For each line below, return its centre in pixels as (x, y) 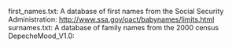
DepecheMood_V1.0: (41, 36)
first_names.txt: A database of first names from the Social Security (116, 11)
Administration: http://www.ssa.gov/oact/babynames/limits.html (111, 19)
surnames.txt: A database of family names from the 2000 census (114, 27)
